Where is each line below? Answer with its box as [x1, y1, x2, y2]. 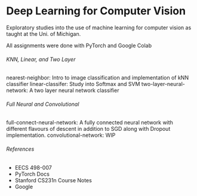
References [6, 145, 35, 152]
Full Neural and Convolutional [6, 100, 79, 108]
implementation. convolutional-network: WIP [6, 131, 116, 139]
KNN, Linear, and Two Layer [6, 56, 76, 63]
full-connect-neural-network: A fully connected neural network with [6, 119, 173, 126]
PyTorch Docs [14, 170, 50, 177]
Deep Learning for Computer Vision [6, 4, 186, 18]
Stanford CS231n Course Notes [14, 176, 93, 183]
